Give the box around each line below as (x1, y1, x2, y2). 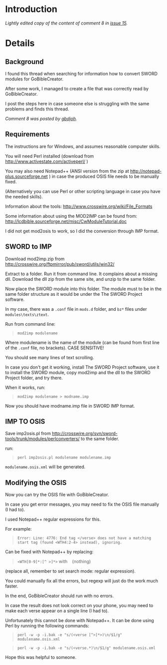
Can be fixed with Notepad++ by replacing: (5, 549, 93, 555)
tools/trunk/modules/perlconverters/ (5, 436, 80, 442)
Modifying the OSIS (5, 478, 67, 487)
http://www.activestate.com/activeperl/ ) (5, 158, 88, 164)
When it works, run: (5, 384, 46, 390)
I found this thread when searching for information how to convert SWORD (5, 70, 158, 76)
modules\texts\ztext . (5, 311, 49, 317)
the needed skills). (5, 193, 43, 199)
